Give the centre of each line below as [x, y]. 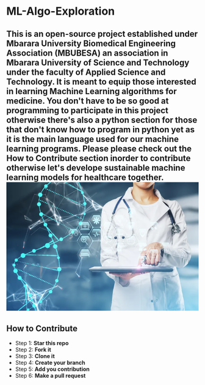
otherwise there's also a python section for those [102, 120]
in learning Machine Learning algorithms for [92, 91]
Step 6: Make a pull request [50, 376]
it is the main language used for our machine [92, 139]
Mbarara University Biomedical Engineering [91, 43]
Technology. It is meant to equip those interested [101, 82]
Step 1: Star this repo [42, 343]
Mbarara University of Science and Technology [98, 62]
